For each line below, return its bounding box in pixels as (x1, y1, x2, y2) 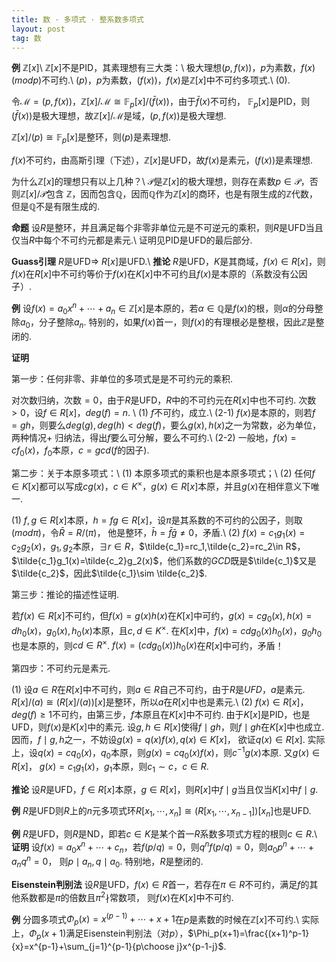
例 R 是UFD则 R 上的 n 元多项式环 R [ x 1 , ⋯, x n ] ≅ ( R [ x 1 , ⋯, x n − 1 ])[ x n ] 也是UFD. (11, 805, 312, 820)
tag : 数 (11, 33, 42, 43)
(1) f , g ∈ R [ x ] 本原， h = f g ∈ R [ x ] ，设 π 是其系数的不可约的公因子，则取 (11, 514, 303, 526)
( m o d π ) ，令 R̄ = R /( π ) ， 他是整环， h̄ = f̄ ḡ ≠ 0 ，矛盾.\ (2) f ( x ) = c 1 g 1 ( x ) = (11, 526, 306, 541)
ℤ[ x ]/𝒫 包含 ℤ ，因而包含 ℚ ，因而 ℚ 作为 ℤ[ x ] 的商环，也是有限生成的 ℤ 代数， (20, 187, 319, 200)
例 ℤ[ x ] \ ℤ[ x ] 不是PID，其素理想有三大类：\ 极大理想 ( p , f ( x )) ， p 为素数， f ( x (11, 62, 313, 74)
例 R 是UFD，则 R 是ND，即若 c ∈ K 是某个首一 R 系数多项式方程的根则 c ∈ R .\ (11, 828, 318, 840)
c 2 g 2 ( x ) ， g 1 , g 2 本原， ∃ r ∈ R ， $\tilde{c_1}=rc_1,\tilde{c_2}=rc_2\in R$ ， (11, 541, 306, 555)
